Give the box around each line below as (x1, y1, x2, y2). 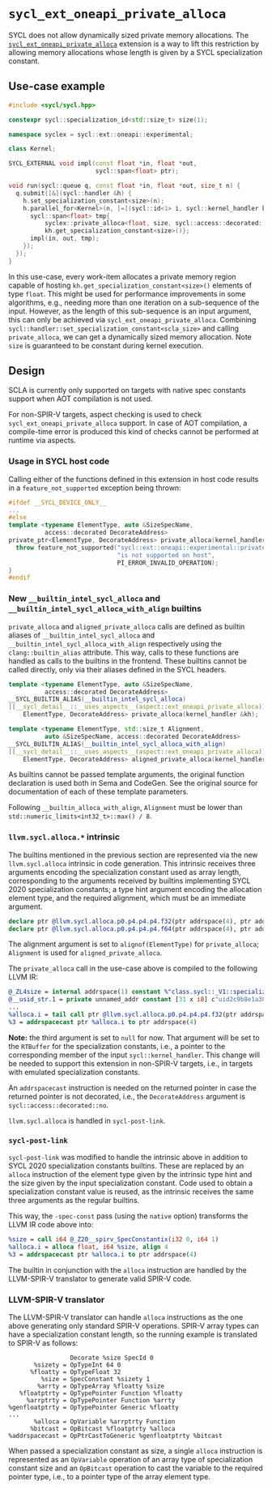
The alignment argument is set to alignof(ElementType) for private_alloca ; (8, 939, 259, 949)
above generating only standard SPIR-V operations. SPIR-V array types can (8, 1321, 259, 1331)
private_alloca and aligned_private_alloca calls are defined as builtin (8, 621, 245, 631)
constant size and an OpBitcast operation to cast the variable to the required (8, 1463, 263, 1473)
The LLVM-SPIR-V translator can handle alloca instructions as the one (8, 1312, 244, 1322)
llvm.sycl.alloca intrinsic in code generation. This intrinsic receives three (8, 858, 257, 868)
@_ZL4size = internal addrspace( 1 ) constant (8, 988, 161, 996)
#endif (8, 574, 31, 582)
